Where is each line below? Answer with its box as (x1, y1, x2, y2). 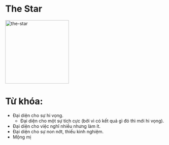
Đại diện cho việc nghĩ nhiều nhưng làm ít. (12, 123, 100, 129)
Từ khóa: (5, 96, 43, 107)
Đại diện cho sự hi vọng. (12, 112, 63, 118)
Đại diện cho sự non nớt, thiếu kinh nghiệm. (12, 128, 104, 134)
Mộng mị (12, 134, 31, 140)
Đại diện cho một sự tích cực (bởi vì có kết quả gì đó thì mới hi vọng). (20, 118, 164, 124)
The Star (5, 3, 42, 15)
